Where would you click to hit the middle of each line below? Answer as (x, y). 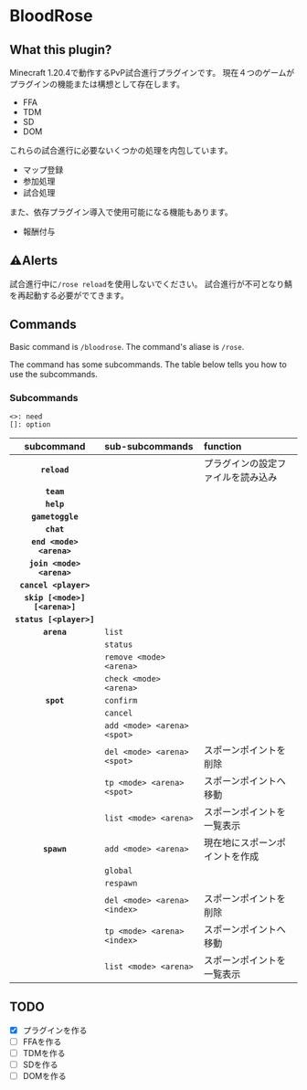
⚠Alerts (33, 261)
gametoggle (55, 516)
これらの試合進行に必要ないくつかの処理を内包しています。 (121, 150)
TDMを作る (44, 1053)
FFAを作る (42, 1042)
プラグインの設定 (241, 463)
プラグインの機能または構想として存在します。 (97, 84)
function (223, 446)
